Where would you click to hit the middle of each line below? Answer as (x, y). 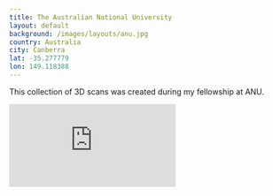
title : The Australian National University (91, 17)
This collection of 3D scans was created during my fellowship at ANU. (136, 91)
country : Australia (45, 42)
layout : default (39, 26)
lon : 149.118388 (39, 67)
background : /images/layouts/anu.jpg (79, 34)
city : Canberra (37, 50)
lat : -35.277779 (39, 58)
